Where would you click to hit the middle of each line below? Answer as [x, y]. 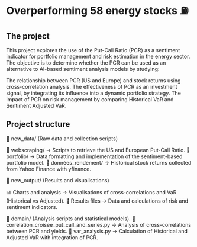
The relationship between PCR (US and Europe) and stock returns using [93, 81]
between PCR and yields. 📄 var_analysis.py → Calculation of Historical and [97, 231]
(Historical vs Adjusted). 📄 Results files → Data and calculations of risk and [97, 201]
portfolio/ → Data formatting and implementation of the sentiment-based [94, 156]
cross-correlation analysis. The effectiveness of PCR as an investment [92, 87]
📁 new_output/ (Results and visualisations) [58, 180]
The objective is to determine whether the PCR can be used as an [86, 63]
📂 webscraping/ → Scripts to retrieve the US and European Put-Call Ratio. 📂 [98, 150]
